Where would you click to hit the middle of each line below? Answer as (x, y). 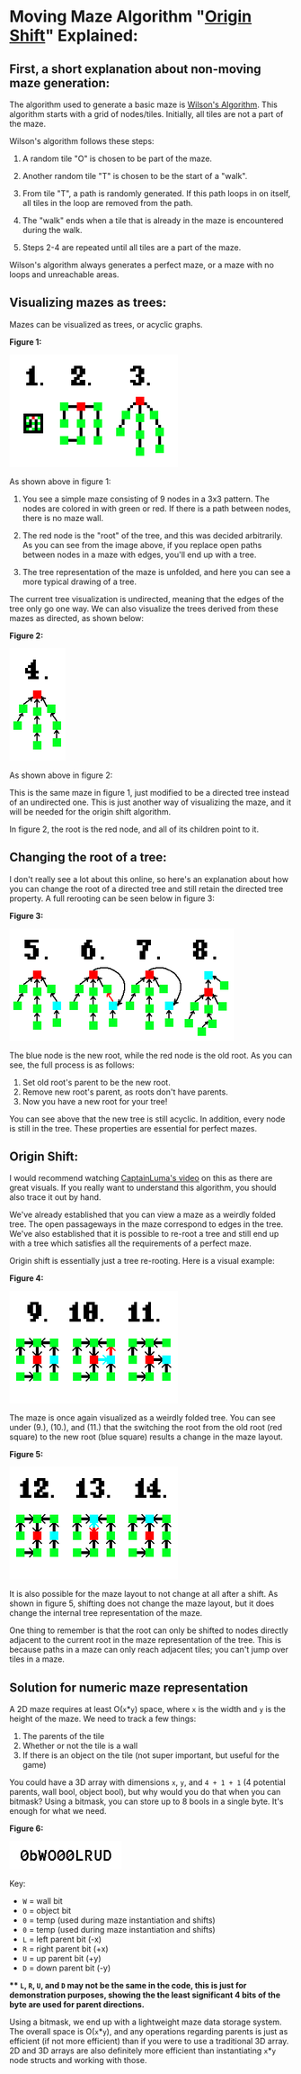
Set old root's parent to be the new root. (96, 1082)
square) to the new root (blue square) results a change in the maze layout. (146, 1437)
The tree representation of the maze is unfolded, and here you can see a (156, 572)
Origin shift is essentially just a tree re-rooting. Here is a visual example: (142, 1261)
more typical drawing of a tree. (80, 582)
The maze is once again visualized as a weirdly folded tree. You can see (142, 1418)
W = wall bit (42, 1901)
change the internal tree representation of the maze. (106, 1613)
